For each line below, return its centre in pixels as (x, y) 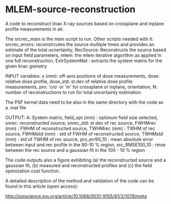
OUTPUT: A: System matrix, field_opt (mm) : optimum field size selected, (82, 117)
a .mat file (16, 107)
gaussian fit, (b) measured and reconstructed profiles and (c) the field (79, 165)
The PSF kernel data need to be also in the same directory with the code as (84, 102)
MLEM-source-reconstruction (70, 9)
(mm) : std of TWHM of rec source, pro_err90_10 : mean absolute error (79, 139)
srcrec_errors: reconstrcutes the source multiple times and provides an (80, 44)
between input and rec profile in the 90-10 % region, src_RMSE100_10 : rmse (86, 145)
